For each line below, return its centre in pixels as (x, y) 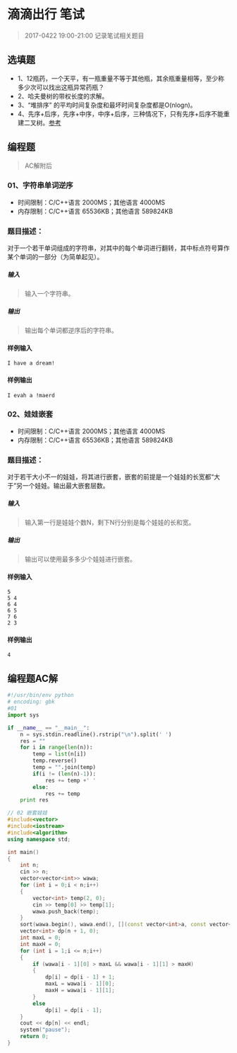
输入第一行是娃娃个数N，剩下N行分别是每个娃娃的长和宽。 (110, 523)
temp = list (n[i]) (60, 754)
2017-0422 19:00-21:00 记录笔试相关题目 (84, 35)
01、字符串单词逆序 (40, 186)
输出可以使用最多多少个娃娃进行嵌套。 (80, 559)
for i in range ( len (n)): (56, 748)
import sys (23, 715)
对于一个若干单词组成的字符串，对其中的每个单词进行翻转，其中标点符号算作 (119, 248)
